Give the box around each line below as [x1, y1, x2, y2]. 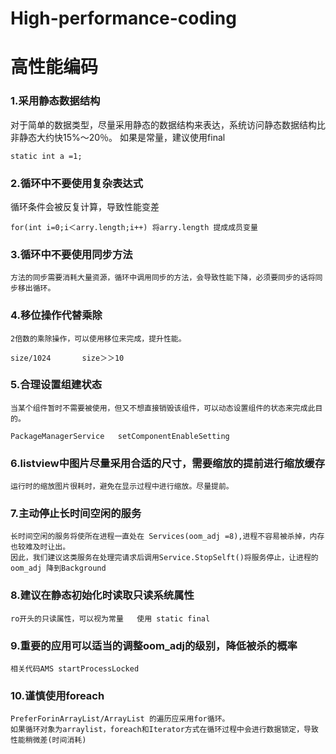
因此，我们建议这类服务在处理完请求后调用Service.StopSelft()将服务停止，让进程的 [10, 553, 319, 563]
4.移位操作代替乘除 [10, 308, 103, 322]
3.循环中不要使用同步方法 [10, 247, 133, 261]
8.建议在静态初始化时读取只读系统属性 [10, 588, 195, 602]
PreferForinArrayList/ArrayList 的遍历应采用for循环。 [10, 714, 230, 724]
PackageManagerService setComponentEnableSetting [10, 431, 230, 441]
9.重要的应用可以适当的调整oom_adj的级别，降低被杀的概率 [10, 638, 298, 652]
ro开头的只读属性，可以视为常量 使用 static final [10, 613, 211, 624]
